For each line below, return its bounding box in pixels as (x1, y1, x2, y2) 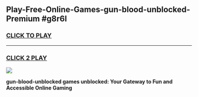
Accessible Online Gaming (6, 84, 72, 91)
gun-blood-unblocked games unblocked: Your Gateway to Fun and (6, 78, 173, 85)
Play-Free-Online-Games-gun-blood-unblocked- (6, 5, 190, 15)
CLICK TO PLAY (6, 32, 52, 40)
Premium (6, 14, 40, 24)
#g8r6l (41, 14, 67, 24)
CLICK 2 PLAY (6, 53, 47, 62)
